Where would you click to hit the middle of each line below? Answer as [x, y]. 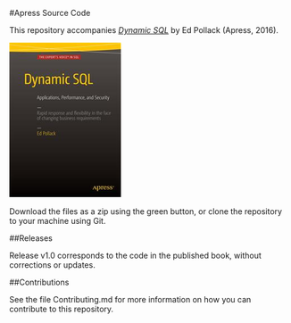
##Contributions [39, 282]
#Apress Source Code [50, 13]
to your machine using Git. [58, 221]
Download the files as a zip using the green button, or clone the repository [146, 211]
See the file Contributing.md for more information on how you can [130, 299]
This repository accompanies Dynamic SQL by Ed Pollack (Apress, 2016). [144, 30]
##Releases [31, 238]
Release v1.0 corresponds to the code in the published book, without [135, 255]
